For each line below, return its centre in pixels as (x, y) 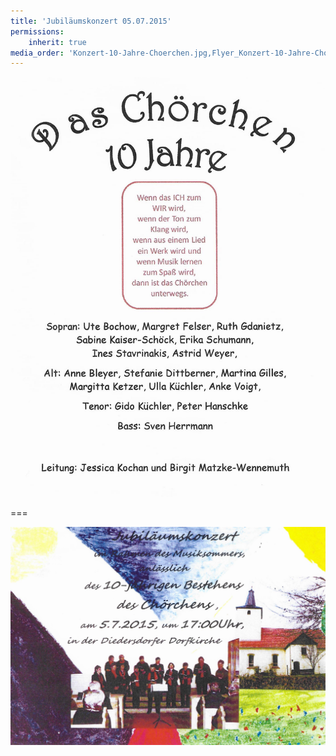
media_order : (37, 53)
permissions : (37, 31)
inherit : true (57, 42)
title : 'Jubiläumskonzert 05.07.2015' (91, 21)
